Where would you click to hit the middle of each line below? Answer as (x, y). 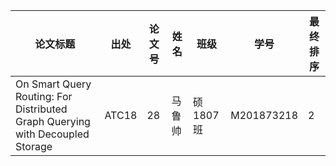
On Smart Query (53, 84)
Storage (34, 146)
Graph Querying (53, 121)
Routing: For (44, 96)
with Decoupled (52, 134)
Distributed (41, 109)
